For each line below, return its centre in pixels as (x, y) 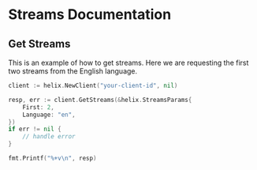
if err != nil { (35, 129)
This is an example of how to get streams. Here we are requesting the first (128, 62)
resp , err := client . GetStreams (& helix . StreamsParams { (100, 100)
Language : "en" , (49, 115)
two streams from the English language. (73, 71)
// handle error (49, 137)
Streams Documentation (90, 15)
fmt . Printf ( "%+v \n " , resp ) (52, 158)
